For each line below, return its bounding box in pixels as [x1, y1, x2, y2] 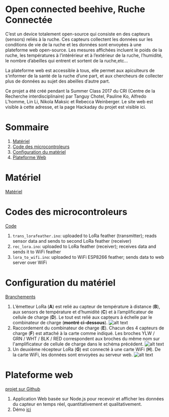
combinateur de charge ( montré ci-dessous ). [12, 319, 108, 325]
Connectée [5, 14, 53, 26]
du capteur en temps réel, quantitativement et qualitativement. [12, 401, 142, 407]
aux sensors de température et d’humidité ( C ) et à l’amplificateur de [12, 309, 153, 315]
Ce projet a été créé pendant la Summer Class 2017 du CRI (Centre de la [5, 88, 155, 94]
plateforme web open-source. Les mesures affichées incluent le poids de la [5, 47, 162, 53]
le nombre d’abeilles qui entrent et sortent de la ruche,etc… [5, 57, 128, 63]
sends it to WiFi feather [12, 248, 62, 255]
